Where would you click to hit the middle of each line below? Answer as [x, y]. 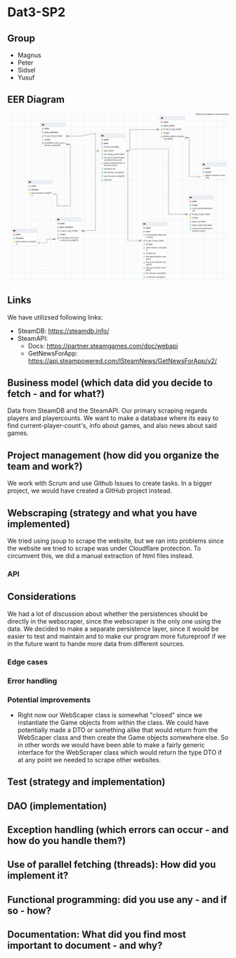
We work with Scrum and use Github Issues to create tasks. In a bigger [110, 484]
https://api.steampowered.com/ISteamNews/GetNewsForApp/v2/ [123, 360]
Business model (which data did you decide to [110, 383]
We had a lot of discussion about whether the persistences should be [108, 614]
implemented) [39, 524]
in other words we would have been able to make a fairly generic [111, 745]
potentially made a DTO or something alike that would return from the [118, 730]
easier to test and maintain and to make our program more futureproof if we [117, 636]
